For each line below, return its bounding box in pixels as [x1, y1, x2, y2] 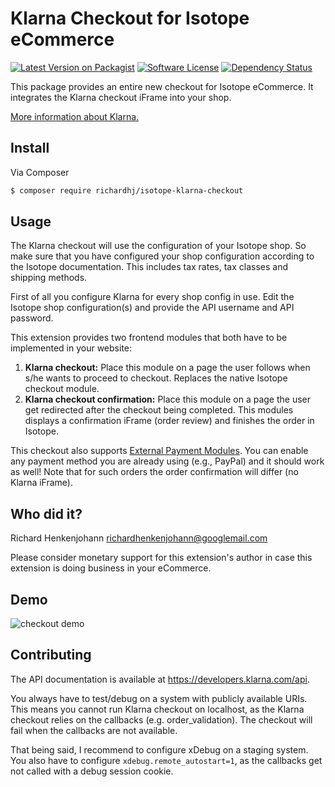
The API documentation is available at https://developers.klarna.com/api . [10, 673, 310, 685]
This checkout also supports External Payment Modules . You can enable [10, 445, 309, 457]
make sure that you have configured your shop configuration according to [10, 250, 315, 262]
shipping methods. [10, 272, 88, 284]
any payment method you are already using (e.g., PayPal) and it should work [10, 455, 325, 467]
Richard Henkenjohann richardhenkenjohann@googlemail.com [10, 532, 268, 544]
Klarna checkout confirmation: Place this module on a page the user [24, 393, 311, 406]
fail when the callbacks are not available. [10, 724, 178, 736]
